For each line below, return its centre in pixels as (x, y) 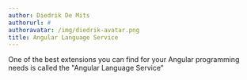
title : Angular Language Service (63, 37)
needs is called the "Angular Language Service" (86, 68)
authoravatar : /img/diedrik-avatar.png (74, 30)
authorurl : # (30, 23)
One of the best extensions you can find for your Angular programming (124, 60)
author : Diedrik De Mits (49, 15)
